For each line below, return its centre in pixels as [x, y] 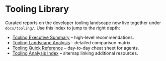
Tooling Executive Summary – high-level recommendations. [73, 37]
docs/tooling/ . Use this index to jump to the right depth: [63, 28]
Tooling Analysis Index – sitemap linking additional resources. [75, 53]
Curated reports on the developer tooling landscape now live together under [83, 23]
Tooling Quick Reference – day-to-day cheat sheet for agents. [76, 48]
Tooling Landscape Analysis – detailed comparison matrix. [72, 42]
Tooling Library [37, 9]
